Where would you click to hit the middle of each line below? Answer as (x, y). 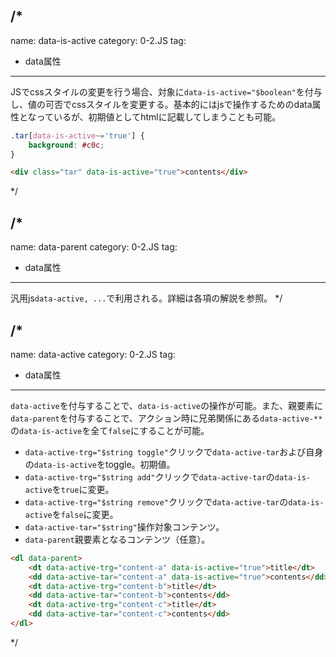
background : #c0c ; (66, 145)
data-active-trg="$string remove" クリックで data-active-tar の (156, 501)
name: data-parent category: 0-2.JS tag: (94, 247)
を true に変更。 (83, 489)
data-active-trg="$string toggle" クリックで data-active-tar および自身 (174, 451)
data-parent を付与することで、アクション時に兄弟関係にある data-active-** (166, 418)
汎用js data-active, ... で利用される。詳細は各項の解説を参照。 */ (146, 298)
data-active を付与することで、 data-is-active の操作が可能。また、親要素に (167, 405)
